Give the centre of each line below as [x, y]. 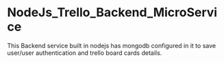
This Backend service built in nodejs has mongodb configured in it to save [112, 45]
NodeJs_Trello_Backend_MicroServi [112, 13]
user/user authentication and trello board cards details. [85, 53]
